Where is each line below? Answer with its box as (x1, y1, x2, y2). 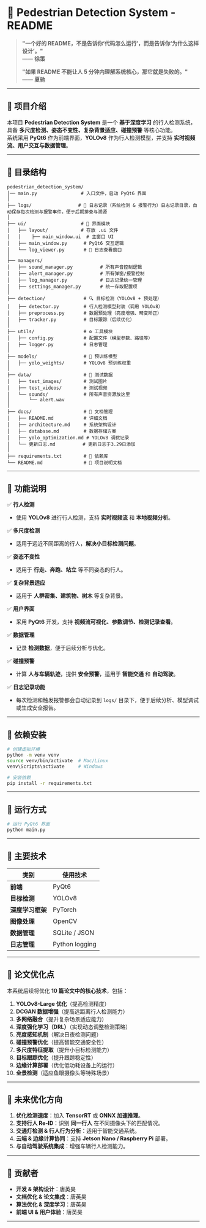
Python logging (53, 940, 97, 948)
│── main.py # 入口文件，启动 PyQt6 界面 (7, 190, 147, 196)
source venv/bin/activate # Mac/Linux (7, 757, 109, 763)
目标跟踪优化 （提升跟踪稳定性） (15, 1054, 97, 1061)
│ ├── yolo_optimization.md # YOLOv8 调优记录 (7, 434, 130, 441)
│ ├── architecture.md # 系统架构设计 (7, 422, 117, 428)
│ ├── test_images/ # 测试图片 (7, 378, 108, 384)
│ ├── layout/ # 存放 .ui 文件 (7, 227, 119, 233)
